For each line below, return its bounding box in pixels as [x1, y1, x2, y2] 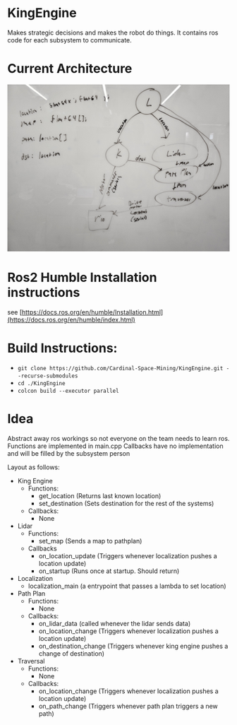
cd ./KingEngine [17, 379, 66, 387]
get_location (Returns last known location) [38, 491, 162, 500]
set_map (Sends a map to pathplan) [38, 536, 142, 545]
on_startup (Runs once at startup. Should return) [38, 567, 180, 575]
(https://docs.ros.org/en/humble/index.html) [7, 315, 135, 324]
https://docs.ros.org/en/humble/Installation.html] [21, 307, 164, 316]
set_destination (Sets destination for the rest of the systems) [38, 499, 214, 507]
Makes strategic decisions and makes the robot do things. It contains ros [7, 28, 219, 37]
